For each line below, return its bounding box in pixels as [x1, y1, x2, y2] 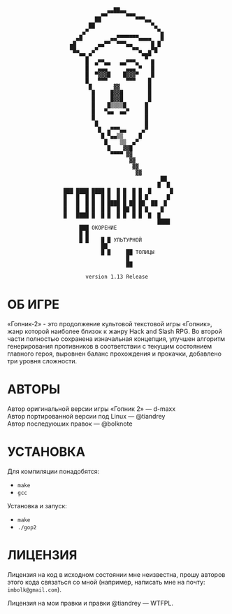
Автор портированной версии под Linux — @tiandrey [7, 412, 166, 420]
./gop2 [17, 524, 37, 531]
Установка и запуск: [7, 501, 68, 510]
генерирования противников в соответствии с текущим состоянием [7, 342, 212, 350]
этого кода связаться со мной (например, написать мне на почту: [7, 578, 205, 586]
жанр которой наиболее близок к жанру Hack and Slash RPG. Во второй [7, 327, 222, 335]
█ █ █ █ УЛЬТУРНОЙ [79, 237, 142, 244]
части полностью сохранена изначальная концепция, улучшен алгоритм [7, 334, 226, 343]
